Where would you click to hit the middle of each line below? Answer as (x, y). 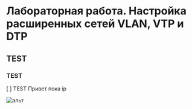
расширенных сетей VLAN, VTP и (95, 24)
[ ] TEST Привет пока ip (37, 89)
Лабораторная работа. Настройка (97, 11)
